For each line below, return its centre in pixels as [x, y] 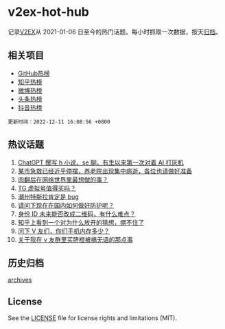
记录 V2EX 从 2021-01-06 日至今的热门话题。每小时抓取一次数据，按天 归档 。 [115, 32]
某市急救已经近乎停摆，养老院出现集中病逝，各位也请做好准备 [105, 171]
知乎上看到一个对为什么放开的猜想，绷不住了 [81, 222]
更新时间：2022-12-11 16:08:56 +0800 [59, 122]
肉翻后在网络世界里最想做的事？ [63, 180]
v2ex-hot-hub [49, 12]
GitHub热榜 [34, 73]
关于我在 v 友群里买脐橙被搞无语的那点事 [75, 239]
